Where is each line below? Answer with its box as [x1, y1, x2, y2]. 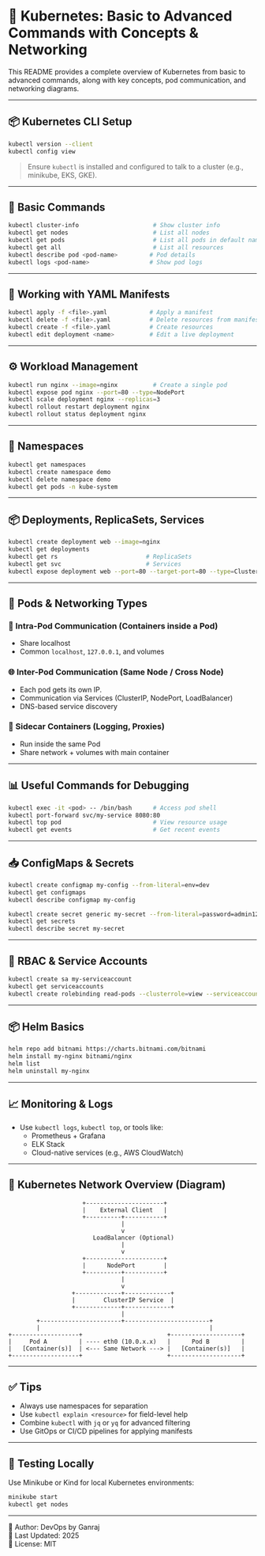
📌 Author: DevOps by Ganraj [8, 1522, 100, 1531]
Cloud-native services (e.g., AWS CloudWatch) [31, 1148, 184, 1157]
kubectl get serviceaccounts [8, 982, 104, 990]
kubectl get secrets [8, 917, 77, 925]
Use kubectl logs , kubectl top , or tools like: [19, 1122, 164, 1132]
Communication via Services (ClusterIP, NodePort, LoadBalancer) [19, 693, 233, 703]
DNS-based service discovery [19, 701, 118, 711]
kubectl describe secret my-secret [8, 925, 125, 933]
